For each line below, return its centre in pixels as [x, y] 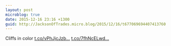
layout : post [19, 10]
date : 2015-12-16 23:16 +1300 [38, 19]
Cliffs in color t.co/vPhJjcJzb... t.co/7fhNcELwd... [57, 38]
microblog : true [23, 15]
